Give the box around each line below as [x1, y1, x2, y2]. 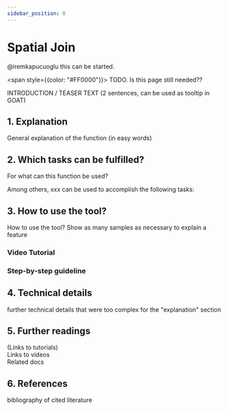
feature [7, 231, 27, 238]
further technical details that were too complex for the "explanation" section [7, 306, 221, 314]
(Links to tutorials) [7, 343, 58, 351]
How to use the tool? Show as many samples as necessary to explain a [7, 223, 207, 232]
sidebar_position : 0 [7, 10, 66, 17]
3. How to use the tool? [7, 205, 107, 216]
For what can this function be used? [7, 172, 108, 180]
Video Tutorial [7, 247, 55, 257]
